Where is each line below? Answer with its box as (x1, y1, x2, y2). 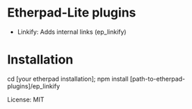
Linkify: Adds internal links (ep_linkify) (17, 28, 127, 36)
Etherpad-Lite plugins (7, 5, 136, 21)
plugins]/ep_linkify (7, 81, 61, 90)
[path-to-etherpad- (129, 75, 186, 83)
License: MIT (7, 95, 45, 103)
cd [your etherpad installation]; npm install (7, 75, 129, 83)
